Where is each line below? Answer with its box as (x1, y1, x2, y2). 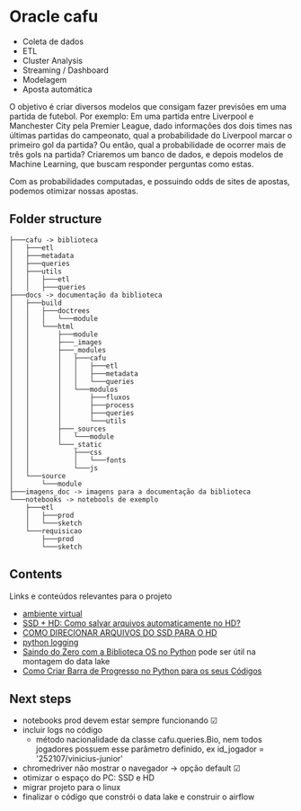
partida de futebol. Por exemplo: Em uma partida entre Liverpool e (9, 111, 254, 121)
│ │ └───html (9, 322, 75, 331)
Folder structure (9, 211, 102, 227)
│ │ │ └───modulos (9, 385, 119, 394)
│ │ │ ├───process (9, 400, 135, 410)
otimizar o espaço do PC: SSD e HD (22, 772, 155, 783)
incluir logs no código (22, 725, 103, 735)
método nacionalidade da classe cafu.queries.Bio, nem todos (35, 735, 262, 745)
